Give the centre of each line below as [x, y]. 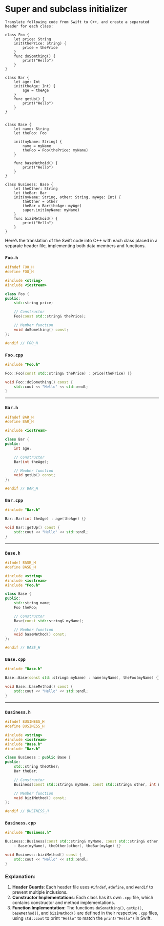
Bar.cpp [14, 500]
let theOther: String [36, 189]
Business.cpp [20, 823]
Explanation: [20, 876]
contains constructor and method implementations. [64, 903]
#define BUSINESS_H [25, 726]
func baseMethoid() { [36, 163]
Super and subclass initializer [66, 9]
